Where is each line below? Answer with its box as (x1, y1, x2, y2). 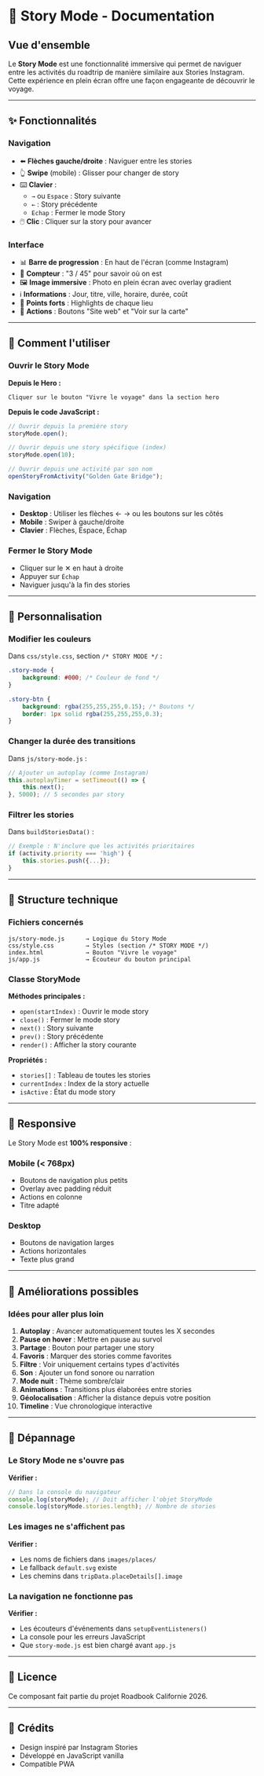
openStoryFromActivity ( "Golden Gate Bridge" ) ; (8, 473, 163, 481)
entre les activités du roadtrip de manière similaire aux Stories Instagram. (8, 68, 245, 77)
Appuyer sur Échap (19, 571, 80, 580)
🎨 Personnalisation (8, 610, 102, 623)
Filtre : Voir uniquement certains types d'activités (19, 1360, 180, 1369)
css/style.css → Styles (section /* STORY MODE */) (8, 942, 210, 950)
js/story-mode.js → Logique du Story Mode (8, 935, 167, 943)
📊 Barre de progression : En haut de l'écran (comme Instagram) (19, 257, 229, 266)
